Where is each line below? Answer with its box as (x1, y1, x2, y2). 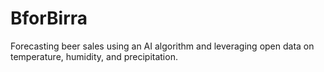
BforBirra (10, 7, 88, 30)
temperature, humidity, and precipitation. (10, 50, 178, 62)
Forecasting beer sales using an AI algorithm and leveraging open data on (10, 40, 315, 52)
